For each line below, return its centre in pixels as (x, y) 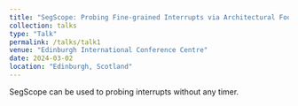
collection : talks (43, 26)
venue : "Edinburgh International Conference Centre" (109, 50)
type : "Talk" (33, 34)
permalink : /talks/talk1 (55, 42)
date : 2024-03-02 (41, 58)
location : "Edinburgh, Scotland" (71, 67)
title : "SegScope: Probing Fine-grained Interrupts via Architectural (142, 17)
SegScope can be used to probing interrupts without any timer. (124, 91)
